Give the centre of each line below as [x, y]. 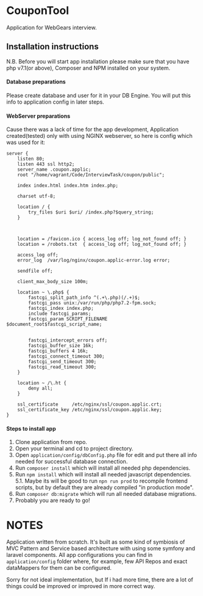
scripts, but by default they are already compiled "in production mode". [104, 487]
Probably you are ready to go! [52, 500]
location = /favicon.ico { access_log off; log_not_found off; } [102, 239]
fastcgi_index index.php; [61, 309]
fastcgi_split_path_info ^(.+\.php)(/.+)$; [84, 298]
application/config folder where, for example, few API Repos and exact [97, 561]
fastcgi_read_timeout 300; [62, 367]
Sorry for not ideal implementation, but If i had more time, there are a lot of [100, 580]
